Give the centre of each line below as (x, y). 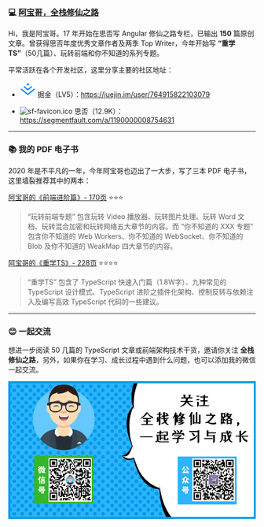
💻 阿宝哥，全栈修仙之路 (54, 12)
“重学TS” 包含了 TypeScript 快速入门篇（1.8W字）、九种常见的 (127, 282)
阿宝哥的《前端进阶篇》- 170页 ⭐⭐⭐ (66, 197)
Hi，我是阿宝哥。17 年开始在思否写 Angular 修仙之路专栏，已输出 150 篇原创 (131, 34)
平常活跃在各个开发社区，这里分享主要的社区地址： (91, 70)
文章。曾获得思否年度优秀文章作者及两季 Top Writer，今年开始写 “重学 (122, 43)
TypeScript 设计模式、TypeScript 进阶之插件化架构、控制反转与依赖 (137, 291)
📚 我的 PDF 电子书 (43, 150)
